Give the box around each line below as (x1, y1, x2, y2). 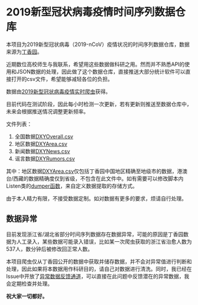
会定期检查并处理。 (6, 280, 53, 287)
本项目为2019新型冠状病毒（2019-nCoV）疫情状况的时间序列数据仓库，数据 (6, 41, 190, 48)
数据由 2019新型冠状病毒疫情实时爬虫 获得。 (6, 88, 111, 95)
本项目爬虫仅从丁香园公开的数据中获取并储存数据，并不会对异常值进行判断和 (6, 258, 192, 265)
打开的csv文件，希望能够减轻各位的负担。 (11, 75, 113, 83)
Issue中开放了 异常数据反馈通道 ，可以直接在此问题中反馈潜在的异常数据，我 (6, 273, 190, 280)
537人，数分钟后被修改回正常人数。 (6, 245, 93, 252)
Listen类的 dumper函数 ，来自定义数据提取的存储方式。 (6, 182, 138, 189)
